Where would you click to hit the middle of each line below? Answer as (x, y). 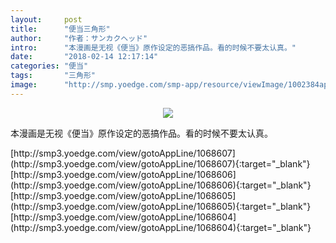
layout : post (46, 19)
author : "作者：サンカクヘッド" (79, 38)
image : (24, 85)
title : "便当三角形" (60, 29)
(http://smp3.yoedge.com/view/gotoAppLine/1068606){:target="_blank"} (161, 185)
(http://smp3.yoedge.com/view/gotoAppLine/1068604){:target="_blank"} (161, 227)
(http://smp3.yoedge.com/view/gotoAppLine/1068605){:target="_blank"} (161, 206)
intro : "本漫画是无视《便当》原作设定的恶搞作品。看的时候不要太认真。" (153, 47)
